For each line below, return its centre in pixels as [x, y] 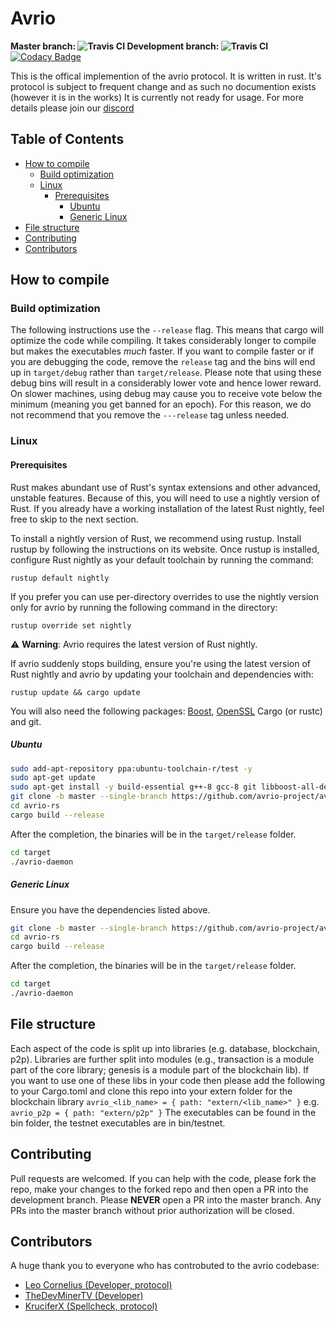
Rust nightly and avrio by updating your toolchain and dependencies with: [162, 674]
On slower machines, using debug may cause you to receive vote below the [166, 394]
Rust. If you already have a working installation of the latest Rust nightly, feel [167, 508]
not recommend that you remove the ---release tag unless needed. [150, 415]
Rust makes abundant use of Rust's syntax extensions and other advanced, [165, 487]
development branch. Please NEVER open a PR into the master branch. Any [166, 1199]
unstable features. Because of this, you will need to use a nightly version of [165, 498]
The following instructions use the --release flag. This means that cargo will [167, 330]
